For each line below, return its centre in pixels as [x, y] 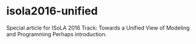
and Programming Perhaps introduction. [57, 34]
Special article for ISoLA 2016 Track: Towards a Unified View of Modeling [98, 28]
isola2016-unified [52, 11]
